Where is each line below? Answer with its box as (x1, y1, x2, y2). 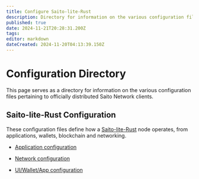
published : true (6, 19, 46, 25)
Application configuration (14, 143, 77, 151)
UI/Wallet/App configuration (14, 166, 83, 173)
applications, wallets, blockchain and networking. (6, 132, 127, 139)
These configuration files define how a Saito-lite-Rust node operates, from (6, 125, 188, 133)
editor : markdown (6, 36, 49, 42)
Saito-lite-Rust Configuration (6, 110, 117, 120)
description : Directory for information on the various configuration (6, 14, 184, 20)
